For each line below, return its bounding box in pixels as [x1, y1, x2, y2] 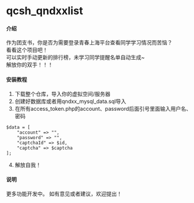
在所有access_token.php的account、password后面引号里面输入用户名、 [14, 105, 192, 112]
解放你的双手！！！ [6, 61, 53, 69]
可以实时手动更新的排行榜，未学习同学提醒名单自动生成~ [6, 54, 145, 61]
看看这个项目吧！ [6, 46, 48, 54]
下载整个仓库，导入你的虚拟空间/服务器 [14, 90, 111, 97]
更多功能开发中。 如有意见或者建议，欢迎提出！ [6, 190, 122, 197]
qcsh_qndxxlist [6, 4, 83, 18]
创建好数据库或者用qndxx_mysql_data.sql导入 [14, 98, 126, 105]
